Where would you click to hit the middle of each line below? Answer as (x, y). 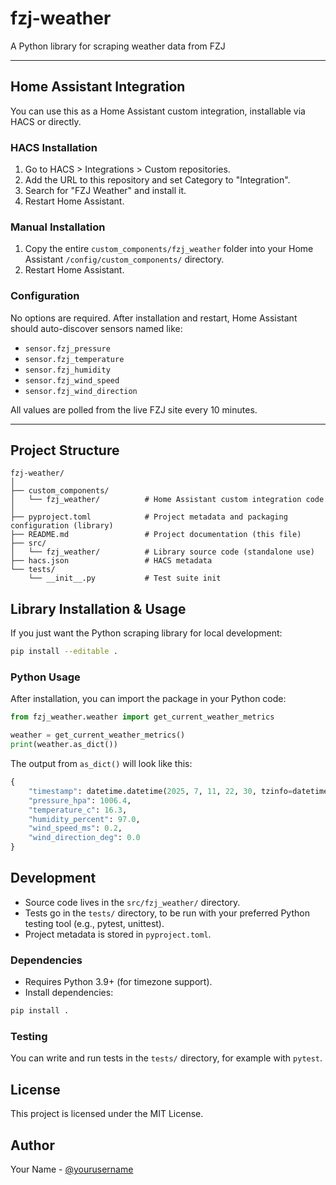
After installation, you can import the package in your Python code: (148, 699)
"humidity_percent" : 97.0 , (84, 819)
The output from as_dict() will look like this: (101, 764)
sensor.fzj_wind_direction (81, 391)
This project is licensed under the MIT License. (107, 1114)
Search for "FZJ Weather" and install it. (105, 191)
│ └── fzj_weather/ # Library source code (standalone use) (162, 552)
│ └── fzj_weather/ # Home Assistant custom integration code (167, 500)
